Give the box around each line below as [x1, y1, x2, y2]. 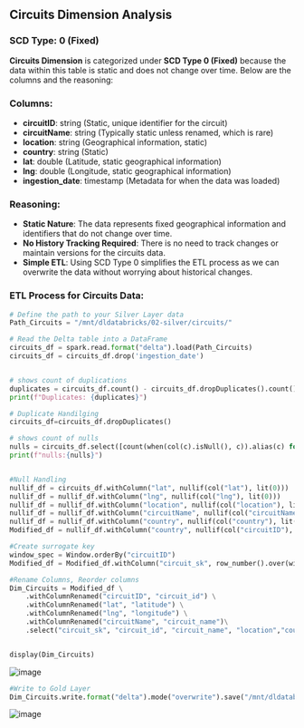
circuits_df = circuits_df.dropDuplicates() [9, 417, 172, 427]
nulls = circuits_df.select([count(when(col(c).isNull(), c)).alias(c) [9, 442, 285, 451]
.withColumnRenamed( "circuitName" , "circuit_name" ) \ [25, 617, 229, 626]
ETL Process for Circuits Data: [9, 289, 145, 302]
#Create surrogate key [9, 542, 95, 551]
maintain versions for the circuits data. [22, 248, 166, 258]
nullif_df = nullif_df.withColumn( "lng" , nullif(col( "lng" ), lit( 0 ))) [9, 491, 281, 501]
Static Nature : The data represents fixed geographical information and [22, 218, 287, 229]
